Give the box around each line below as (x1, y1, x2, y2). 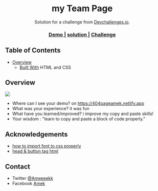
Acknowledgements (5, 130, 68, 138)
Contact (5, 162, 30, 171)
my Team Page (51, 3, 113, 14)
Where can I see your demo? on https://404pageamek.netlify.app (12, 100, 144, 106)
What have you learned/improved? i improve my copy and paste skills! (12, 111, 154, 117)
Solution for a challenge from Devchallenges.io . (34, 19, 130, 25)
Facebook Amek (12, 181, 45, 187)
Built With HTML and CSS (19, 64, 71, 70)
